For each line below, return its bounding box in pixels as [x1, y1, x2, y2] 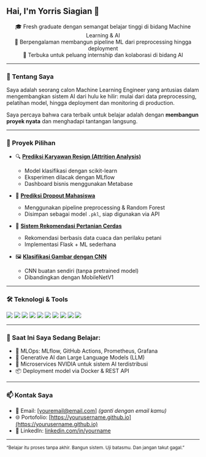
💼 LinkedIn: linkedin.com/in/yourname [15, 427, 112, 434]
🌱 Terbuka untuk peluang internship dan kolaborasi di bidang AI [23, 51, 183, 58]
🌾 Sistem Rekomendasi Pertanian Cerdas [15, 222, 122, 230]
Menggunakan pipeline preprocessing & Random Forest [24, 204, 166, 212]
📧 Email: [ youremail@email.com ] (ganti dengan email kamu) [15, 407, 167, 415]
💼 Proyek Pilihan [6, 139, 56, 147]
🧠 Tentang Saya [6, 72, 54, 80]
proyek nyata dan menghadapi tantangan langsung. [6, 118, 138, 125]
